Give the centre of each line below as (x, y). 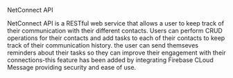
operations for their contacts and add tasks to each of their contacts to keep (116, 38)
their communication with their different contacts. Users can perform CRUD (115, 31)
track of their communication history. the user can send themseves (103, 45)
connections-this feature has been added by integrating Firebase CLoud (110, 60)
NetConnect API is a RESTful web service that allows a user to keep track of (115, 23)
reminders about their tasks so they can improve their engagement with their (116, 52)
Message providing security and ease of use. (72, 67)
